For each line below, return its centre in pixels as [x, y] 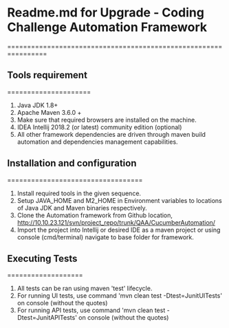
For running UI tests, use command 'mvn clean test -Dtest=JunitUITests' [119, 296]
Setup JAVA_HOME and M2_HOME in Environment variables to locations [119, 200]
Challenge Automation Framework [107, 27]
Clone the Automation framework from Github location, [95, 215]
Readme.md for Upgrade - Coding [106, 13]
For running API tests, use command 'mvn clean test [91, 310]
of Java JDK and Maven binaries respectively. [82, 208]
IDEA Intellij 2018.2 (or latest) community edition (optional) [99, 127]
